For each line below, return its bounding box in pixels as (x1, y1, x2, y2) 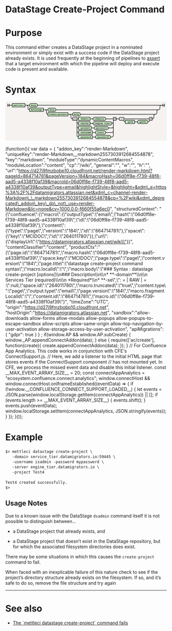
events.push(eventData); (5, 403, 57, 409)
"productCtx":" (69, 244, 100, 250)
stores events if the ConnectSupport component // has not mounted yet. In (5, 359, 163, 365)
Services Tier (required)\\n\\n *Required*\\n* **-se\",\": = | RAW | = (5, 277, 147, 283)
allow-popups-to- (116, 315, 154, 321)
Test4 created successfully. (5, 480, 68, 485)
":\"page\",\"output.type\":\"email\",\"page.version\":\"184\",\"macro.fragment (5, 288, 165, 294)
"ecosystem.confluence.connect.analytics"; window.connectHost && (5, 375, 150, 382)
